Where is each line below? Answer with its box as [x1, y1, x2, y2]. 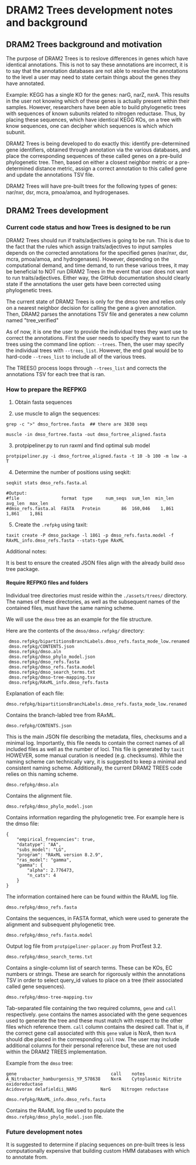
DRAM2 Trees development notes [6, 4, 174, 17]
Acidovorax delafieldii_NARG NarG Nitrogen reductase [6, 1086, 169, 1092]
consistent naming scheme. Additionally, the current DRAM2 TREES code [6, 764, 183, 772]
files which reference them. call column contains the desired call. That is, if [6, 1024, 189, 1031]
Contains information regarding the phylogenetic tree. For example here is [6, 814, 184, 821]
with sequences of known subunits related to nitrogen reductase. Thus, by [6, 110, 185, 117]
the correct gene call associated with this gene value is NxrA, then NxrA [6, 1029, 177, 1036]
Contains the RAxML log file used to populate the [6, 1107, 125, 1114]
